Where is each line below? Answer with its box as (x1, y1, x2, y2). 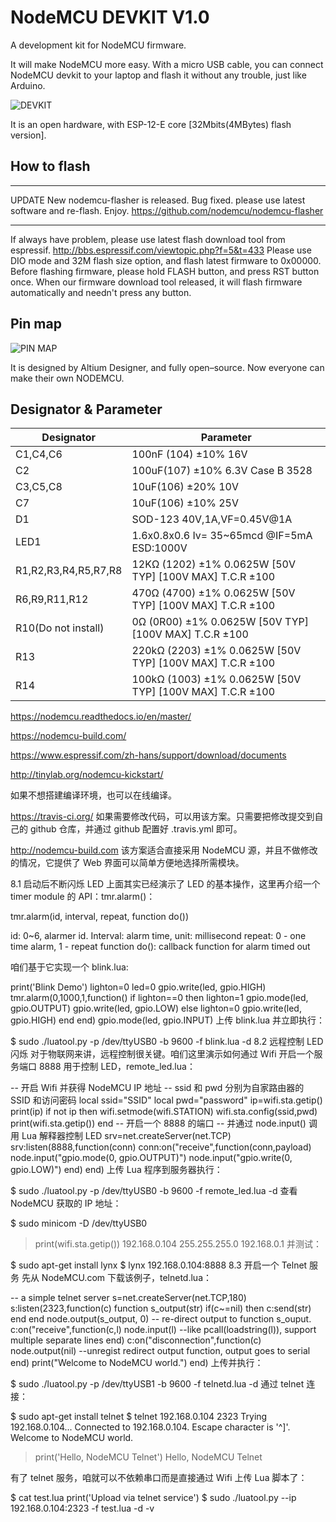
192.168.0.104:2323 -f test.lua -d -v (10, 1502, 155, 1515)
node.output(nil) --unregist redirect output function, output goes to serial (10, 1345, 311, 1357)
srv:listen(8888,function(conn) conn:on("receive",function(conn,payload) (10, 1141, 312, 1153)
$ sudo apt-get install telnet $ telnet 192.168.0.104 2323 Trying (10, 1411, 268, 1423)
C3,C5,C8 (15, 480, 63, 494)
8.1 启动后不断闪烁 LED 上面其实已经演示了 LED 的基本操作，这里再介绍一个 (10, 878, 321, 890)
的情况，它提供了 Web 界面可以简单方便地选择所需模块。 (10, 857, 245, 869)
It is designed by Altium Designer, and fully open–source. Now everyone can (10, 361, 325, 373)
